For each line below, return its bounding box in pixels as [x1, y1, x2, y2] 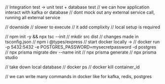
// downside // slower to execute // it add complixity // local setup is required [5, 24, 160, 30]
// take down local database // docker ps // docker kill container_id [5, 64, 140, 70]
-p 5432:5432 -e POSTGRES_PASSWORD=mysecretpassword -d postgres [5, 44, 157, 50]
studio [5, 55, 18, 60]
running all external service [5, 15, 61, 20]
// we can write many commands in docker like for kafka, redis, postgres [5, 74, 152, 79]
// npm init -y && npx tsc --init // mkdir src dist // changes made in [5, 34, 139, 39]
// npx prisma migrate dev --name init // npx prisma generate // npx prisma [5, 49, 157, 55]
